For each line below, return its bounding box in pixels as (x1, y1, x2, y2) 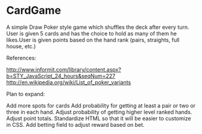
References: (6, 54, 36, 61)
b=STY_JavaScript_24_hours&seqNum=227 (6, 72, 116, 79)
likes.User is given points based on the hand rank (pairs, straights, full (6, 36, 180, 43)
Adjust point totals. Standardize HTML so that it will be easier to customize (6, 115, 191, 122)
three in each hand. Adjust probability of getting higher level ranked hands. (6, 108, 192, 115)
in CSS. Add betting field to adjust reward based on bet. (6, 121, 145, 128)
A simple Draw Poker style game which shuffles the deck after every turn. (6, 23, 190, 31)
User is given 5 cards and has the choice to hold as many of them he (6, 29, 177, 37)
